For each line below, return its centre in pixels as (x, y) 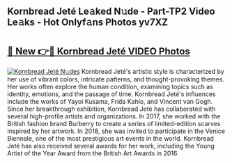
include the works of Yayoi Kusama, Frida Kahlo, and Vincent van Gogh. (110, 101)
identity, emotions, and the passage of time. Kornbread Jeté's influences (111, 94)
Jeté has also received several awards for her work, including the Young (111, 146)
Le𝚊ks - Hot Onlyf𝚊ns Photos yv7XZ (88, 23)
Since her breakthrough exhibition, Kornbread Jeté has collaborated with (111, 109)
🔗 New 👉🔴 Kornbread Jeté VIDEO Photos (99, 51)
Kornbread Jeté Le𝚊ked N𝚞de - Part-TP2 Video (111, 11)
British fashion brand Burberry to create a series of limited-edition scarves (114, 124)
